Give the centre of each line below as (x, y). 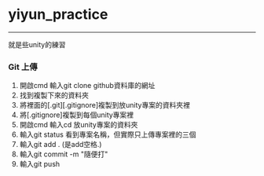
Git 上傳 (23, 67)
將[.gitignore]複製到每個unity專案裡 (77, 115)
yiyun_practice (58, 15)
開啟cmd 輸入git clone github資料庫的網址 (87, 86)
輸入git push (40, 164)
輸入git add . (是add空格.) (60, 145)
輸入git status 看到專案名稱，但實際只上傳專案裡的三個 (108, 134)
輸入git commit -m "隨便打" (64, 154)
